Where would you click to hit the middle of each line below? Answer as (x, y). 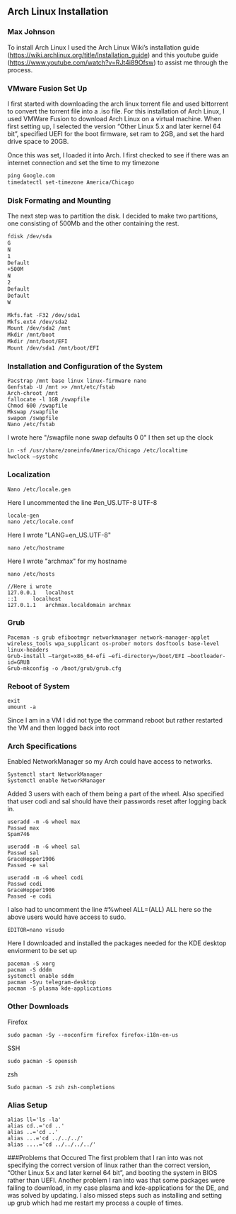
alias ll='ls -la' (34, 1120)
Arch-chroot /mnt (33, 394)
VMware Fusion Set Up (47, 88)
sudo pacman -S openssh (42, 1061)
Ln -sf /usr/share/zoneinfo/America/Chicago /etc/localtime (98, 451)
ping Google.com (31, 176)
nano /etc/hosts (31, 574)
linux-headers (28, 650)
